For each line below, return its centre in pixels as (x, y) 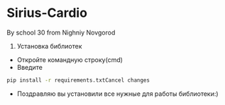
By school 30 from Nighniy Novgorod (61, 32)
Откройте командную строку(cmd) (70, 60)
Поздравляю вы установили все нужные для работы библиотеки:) (117, 94)
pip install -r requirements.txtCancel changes (78, 80)
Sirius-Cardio (47, 13)
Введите (30, 67)
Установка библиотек (49, 46)
